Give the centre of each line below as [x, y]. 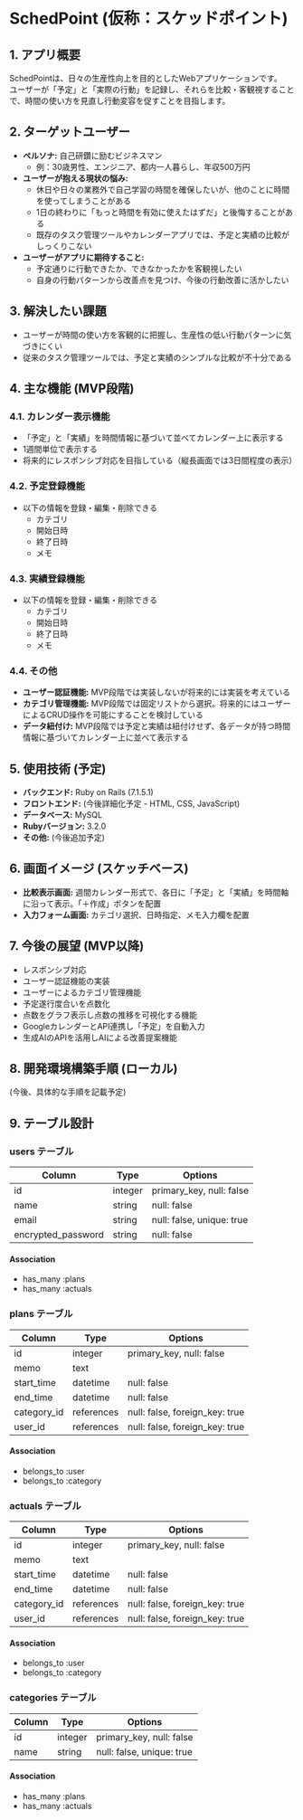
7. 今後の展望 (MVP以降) [77, 946]
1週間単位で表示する [60, 450]
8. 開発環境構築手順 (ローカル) [94, 1069]
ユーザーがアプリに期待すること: [83, 257]
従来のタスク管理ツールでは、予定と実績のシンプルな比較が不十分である [157, 357]
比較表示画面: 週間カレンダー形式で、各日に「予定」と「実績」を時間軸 [156, 892]
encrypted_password [59, 1235]
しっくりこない [64, 246]
